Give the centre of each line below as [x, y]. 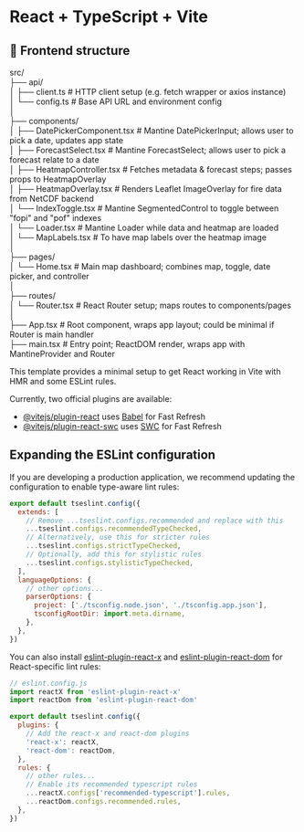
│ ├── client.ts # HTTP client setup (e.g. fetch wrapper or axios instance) [148, 92]
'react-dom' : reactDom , [71, 751]
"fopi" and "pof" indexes [56, 218]
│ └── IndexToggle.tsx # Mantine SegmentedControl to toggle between [144, 208]
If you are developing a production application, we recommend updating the [152, 477]
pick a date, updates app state [67, 140]
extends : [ [38, 512]
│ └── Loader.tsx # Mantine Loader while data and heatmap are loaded [144, 227]
